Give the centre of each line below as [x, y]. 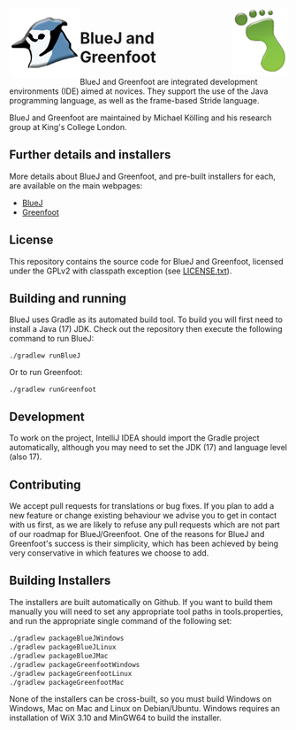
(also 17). [26, 457]
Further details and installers [90, 155]
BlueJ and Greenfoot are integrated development [169, 81]
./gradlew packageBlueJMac [59, 656]
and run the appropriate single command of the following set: [121, 620]
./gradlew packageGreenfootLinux [71, 673]
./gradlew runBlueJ [45, 356]
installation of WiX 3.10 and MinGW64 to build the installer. [116, 718]
